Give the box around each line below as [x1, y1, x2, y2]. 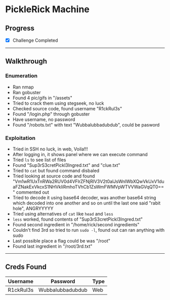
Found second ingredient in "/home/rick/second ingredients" [12, 222, 140, 228]
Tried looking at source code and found [12, 173, 95, 179]
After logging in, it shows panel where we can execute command [12, 152, 148, 158]
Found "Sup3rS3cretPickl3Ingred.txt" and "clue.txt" [12, 162, 120, 168]
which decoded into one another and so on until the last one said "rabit [12, 200, 161, 206]
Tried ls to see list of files [12, 157, 66, 163]
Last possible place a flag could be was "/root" [12, 238, 110, 244]
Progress [5, 24, 34, 33]
